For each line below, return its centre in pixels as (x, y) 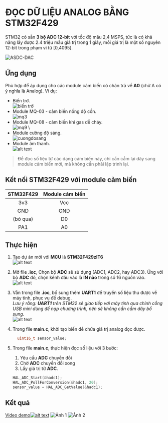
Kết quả (18, 403)
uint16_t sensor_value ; (42, 339)
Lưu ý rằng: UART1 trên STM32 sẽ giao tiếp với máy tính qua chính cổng (88, 304)
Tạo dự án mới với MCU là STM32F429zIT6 (58, 257)
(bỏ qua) (23, 219)
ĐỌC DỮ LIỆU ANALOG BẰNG (67, 12)
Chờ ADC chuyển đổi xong (47, 363)
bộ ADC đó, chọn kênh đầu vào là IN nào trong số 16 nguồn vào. (79, 278)
